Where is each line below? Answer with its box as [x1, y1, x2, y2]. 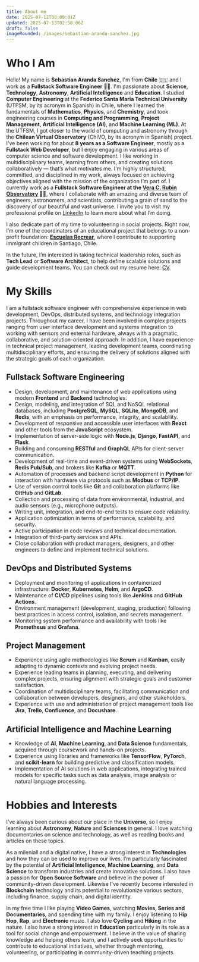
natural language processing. [14, 778, 87, 785]
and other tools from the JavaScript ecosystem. [14, 426, 133, 433]
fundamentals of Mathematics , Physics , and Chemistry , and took [6, 108, 169, 115]
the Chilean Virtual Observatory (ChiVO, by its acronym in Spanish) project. [6, 133, 193, 140]
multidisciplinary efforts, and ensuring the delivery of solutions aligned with [6, 349, 191, 356]
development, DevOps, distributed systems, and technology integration [6, 311, 181, 318]
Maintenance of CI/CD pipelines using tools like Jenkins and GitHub [14, 591, 182, 598]
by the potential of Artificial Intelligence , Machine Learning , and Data [6, 861, 179, 869]
